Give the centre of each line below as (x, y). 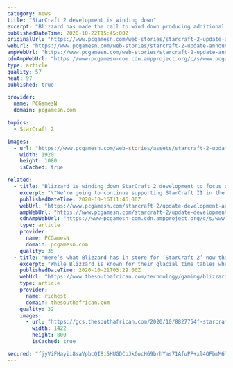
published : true (31, 85)
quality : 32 (37, 309)
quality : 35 (37, 251)
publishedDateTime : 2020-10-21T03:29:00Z (80, 270)
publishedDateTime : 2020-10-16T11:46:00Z (80, 199)
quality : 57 (24, 72)
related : (20, 180)
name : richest (46, 296)
